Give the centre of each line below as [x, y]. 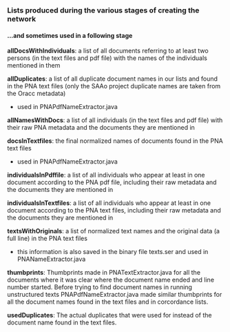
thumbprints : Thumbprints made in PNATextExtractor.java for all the [104, 273]
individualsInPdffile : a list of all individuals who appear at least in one [106, 175]
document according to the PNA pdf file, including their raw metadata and [112, 182]
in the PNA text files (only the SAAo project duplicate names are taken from [114, 86]
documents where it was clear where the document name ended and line [111, 280]
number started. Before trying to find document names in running [100, 287]
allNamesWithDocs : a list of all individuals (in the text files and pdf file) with [115, 120]
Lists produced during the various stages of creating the [103, 10]
